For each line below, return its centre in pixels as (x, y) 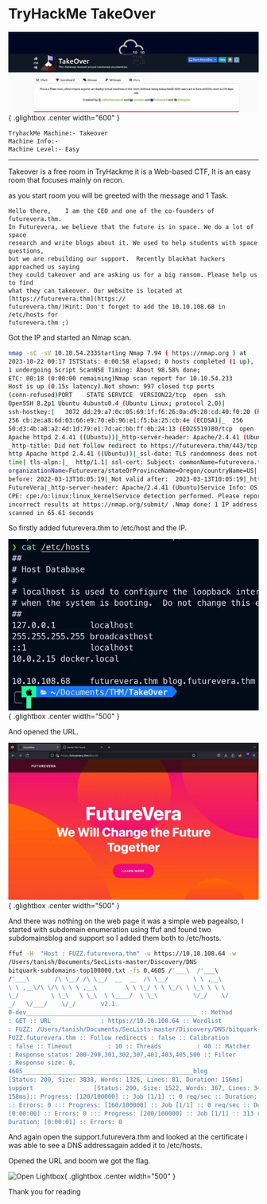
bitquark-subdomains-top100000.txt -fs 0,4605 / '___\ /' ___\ (113, 970)
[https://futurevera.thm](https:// (67, 299)
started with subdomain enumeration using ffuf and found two (110, 930)
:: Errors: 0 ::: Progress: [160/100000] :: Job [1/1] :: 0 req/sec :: (129, 1105)
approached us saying (44, 267)
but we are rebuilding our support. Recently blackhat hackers (117, 259)
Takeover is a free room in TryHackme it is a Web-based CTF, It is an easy (130, 171)
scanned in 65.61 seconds (51, 513)
